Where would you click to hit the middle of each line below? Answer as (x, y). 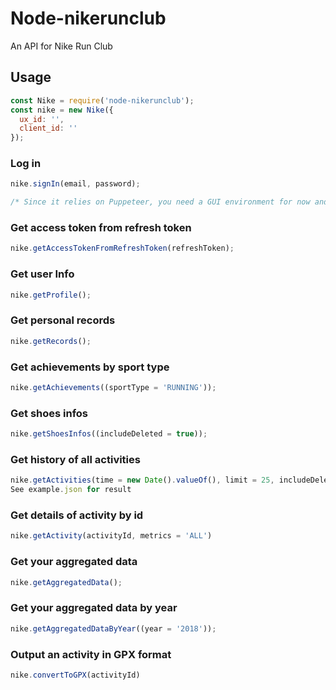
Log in (26, 164)
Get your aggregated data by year (94, 608)
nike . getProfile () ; (51, 295)
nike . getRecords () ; (51, 341)
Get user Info (42, 274)
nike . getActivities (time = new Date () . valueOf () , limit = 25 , (142, 480)
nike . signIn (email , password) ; (75, 184)
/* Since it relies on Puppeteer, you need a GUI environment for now (160, 202)
